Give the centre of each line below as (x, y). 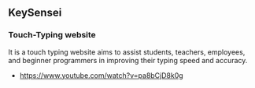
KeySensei (35, 13)
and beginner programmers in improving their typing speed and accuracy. (128, 60)
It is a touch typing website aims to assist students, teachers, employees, (127, 52)
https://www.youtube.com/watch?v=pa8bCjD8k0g (101, 75)
